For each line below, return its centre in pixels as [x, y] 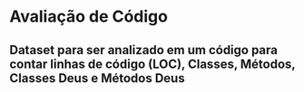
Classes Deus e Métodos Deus [97, 78]
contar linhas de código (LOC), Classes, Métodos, [152, 64]
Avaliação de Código [88, 17]
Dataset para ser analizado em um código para [144, 50]
